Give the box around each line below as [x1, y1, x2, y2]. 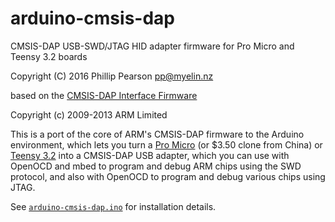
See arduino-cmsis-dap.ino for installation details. [10, 200, 217, 212]
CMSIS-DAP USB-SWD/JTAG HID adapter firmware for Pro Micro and [10, 40, 295, 52]
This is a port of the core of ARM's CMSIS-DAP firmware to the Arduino [10, 128, 305, 140]
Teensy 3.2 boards [10, 50, 88, 62]
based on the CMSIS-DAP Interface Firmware [10, 89, 198, 101]
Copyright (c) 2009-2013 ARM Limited [10, 108, 168, 121]
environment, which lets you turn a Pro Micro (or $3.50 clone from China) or [10, 138, 323, 151]
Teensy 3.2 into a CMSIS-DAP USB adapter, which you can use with [10, 149, 290, 161]
